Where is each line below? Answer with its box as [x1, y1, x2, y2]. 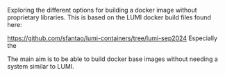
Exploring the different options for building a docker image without [7, 6, 197, 14]
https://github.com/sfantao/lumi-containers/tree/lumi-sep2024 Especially [7, 34, 217, 42]
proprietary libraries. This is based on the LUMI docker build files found [7, 13, 212, 22]
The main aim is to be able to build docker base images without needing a [7, 55, 219, 63]
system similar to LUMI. [7, 62, 74, 70]
